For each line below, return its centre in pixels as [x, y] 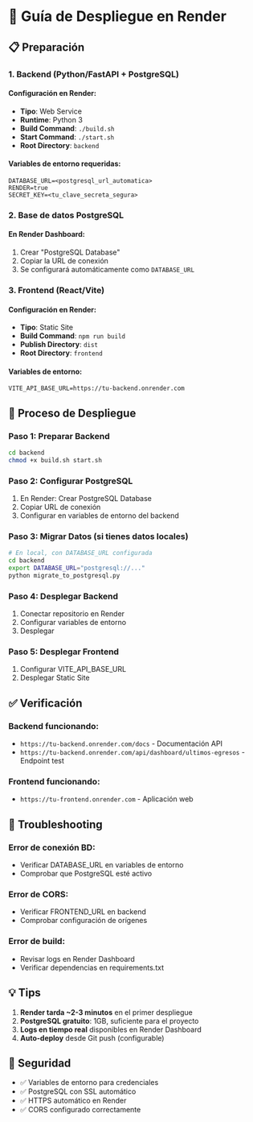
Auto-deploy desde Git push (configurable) [92, 1037]
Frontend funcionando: [54, 782]
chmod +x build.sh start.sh [55, 460]
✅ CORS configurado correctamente [80, 1110]
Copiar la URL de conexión [64, 261]
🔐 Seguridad [40, 1063]
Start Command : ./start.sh [67, 137]
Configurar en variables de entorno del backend [99, 515]
